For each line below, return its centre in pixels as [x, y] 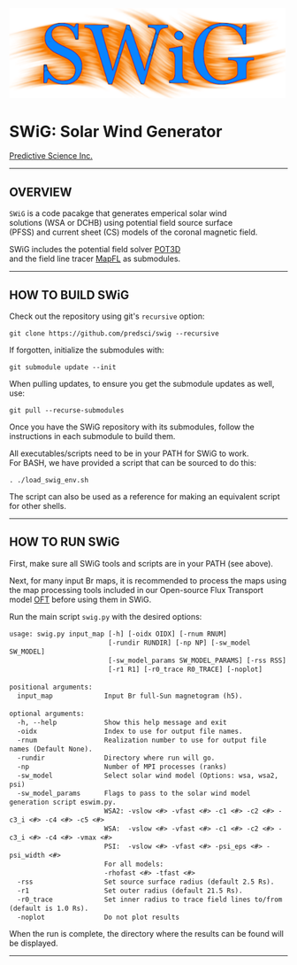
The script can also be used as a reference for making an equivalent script [145, 497]
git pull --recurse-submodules [67, 411]
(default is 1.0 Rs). [49, 908]
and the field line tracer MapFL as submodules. [95, 259]
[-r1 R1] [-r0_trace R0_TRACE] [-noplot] [185, 669]
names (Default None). [51, 749]
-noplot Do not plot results [98, 917]
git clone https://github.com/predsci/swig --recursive [114, 334]
